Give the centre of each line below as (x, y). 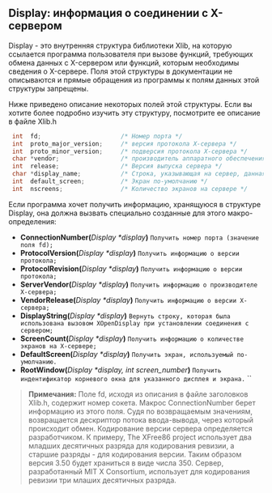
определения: (32, 221)
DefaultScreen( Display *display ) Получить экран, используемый (127, 354)
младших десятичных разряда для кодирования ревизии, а (131, 445)
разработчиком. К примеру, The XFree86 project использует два (140, 437)
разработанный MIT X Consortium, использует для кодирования (139, 471)
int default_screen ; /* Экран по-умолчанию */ (110, 181)
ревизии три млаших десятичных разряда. (102, 480)
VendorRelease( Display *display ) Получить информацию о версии (128, 300)
